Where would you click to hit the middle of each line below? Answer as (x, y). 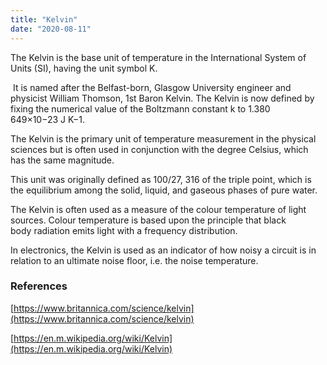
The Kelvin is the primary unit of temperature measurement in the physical (163, 138)
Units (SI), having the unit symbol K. (84, 68)
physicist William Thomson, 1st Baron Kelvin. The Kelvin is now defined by (162, 98)
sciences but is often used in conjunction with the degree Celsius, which (159, 149)
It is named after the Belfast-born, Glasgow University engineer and (152, 87)
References (39, 286)
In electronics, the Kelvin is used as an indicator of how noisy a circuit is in (163, 250)
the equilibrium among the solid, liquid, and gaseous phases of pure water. (164, 190)
